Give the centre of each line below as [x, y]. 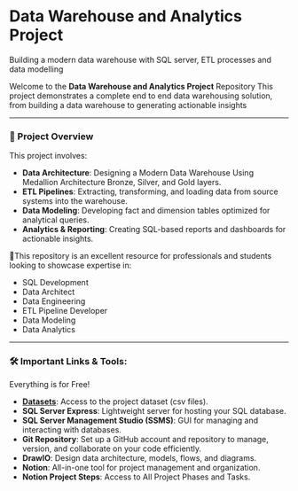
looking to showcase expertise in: [71, 265]
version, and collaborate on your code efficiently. [112, 448]
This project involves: [48, 156]
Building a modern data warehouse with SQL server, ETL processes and [141, 59]
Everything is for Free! [50, 384]
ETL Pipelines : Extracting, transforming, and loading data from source [150, 191]
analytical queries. [56, 220]
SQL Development [55, 283]
